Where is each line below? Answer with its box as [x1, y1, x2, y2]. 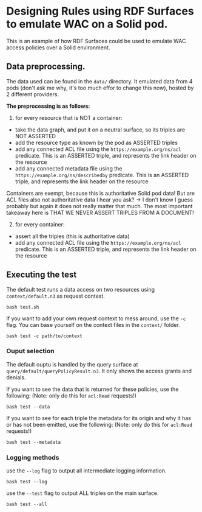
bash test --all [6, 501, 47, 508]
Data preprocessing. [6, 61, 86, 72]
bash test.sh [6, 304, 39, 310]
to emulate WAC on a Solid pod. [6, 17, 168, 31]
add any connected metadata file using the [15, 164, 123, 172]
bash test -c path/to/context [6, 333, 83, 339]
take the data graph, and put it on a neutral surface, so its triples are [15, 126, 186, 133]
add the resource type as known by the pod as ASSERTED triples [15, 139, 178, 146]
